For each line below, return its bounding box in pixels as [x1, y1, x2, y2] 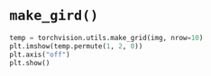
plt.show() [9, 58, 50, 67]
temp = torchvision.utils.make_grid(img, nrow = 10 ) [9, 33, 204, 42]
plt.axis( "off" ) [9, 50, 70, 59]
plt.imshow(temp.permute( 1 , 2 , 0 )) [9, 41, 143, 51]
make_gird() [9, 7, 99, 24]
